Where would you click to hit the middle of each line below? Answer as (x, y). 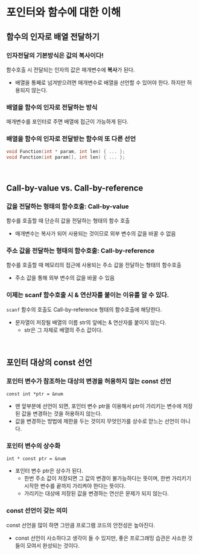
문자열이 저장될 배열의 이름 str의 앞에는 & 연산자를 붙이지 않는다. (91, 322)
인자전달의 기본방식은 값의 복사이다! (55, 55)
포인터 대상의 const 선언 (49, 362)
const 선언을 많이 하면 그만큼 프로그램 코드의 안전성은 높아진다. (81, 525)
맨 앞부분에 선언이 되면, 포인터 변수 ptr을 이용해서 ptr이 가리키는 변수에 (98, 406)
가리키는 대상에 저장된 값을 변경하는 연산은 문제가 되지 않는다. (96, 493)
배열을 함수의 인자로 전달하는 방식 (52, 107)
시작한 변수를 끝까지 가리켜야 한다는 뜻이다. (75, 486)
